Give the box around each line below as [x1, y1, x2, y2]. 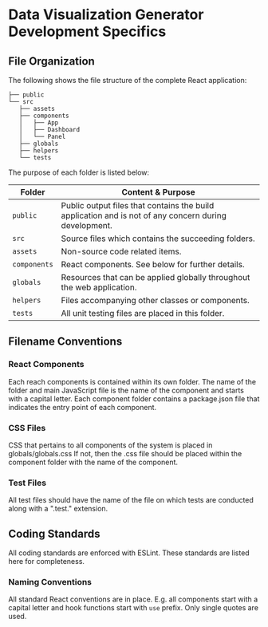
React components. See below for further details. [61, 259, 245, 270]
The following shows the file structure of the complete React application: [8, 76, 247, 85]
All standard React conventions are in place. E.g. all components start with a [8, 594, 258, 604]
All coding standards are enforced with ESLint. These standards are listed [8, 548, 250, 558]
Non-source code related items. [61, 246, 182, 257]
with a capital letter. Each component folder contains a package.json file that [8, 393, 260, 404]
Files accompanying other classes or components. [61, 295, 250, 306]
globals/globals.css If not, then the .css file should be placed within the [8, 448, 242, 458]
